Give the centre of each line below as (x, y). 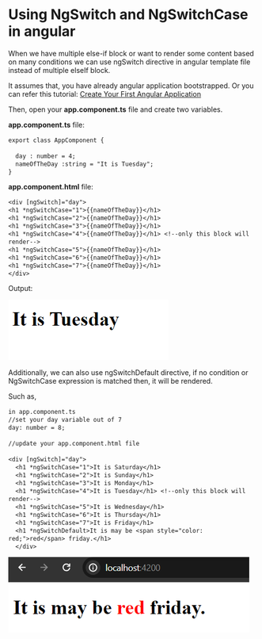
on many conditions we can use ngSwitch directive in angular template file (129, 62)
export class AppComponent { (56, 140)
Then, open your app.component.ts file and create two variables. (116, 109)
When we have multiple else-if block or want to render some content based (131, 53)
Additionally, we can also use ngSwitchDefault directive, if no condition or (128, 372)
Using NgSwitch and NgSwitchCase (128, 15)
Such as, (23, 396)
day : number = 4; (46, 156)
